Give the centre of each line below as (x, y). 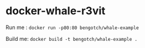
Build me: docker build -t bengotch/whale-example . (72, 39)
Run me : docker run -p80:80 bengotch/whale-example (72, 27)
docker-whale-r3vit (56, 11)
